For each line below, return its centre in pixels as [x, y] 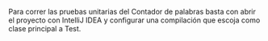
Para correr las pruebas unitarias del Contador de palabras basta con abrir [132, 12]
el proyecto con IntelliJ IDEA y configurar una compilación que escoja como [134, 20]
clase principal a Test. [45, 29]
